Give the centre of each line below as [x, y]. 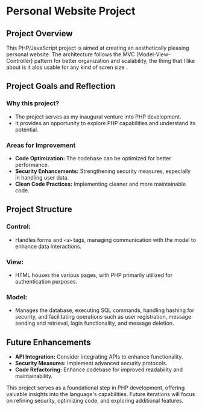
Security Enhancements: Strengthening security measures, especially [103, 171]
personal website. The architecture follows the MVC [71, 54]
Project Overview [39, 34]
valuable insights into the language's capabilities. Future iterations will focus [101, 394]
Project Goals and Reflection [61, 86]
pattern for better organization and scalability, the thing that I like [115, 61]
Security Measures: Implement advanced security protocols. [91, 363]
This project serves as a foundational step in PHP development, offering [96, 388]
